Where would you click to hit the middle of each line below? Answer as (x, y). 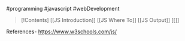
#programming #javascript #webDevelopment (63, 9)
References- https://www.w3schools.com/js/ (62, 31)
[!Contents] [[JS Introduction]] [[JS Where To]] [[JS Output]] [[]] (100, 20)
